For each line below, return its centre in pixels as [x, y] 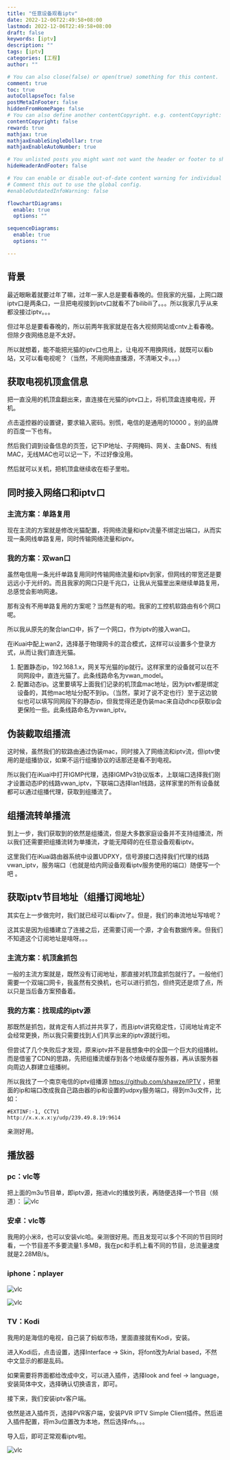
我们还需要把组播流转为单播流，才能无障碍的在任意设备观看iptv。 [105, 842]
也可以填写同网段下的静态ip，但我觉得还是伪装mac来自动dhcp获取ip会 [123, 701]
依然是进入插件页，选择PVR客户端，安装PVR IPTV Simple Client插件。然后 [112, 1413]
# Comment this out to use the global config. [75, 185]
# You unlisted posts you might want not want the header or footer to [111, 160]
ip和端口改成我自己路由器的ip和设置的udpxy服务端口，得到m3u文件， [117, 1090]
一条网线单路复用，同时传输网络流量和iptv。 [75, 539]
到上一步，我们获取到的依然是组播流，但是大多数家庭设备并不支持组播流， [112, 833]
